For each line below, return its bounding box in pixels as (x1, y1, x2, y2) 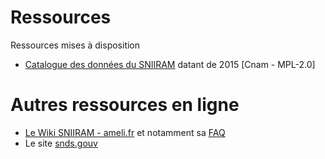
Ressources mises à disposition (10, 39, 141, 51)
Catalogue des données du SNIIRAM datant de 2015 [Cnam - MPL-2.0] (24, 58, 316, 70)
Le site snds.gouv (24, 137, 98, 149)
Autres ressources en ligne (10, 94, 240, 116)
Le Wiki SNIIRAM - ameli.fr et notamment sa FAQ (24, 126, 226, 138)
